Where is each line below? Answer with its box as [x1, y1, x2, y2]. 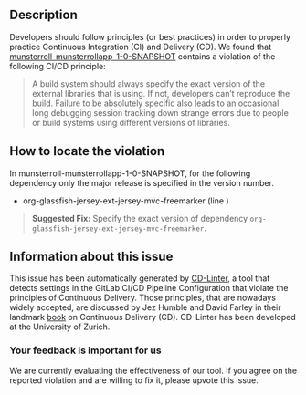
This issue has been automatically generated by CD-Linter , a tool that [9, 273, 270, 284]
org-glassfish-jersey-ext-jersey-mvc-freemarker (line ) [22, 195, 230, 206]
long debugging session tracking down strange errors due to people [31, 107, 290, 118]
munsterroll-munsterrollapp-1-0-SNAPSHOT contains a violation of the [9, 50, 276, 62]
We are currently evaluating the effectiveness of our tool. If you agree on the [9, 365, 298, 376]
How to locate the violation [9, 143, 165, 159]
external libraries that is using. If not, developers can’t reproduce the [31, 88, 290, 99]
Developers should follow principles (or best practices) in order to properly [9, 31, 290, 42]
